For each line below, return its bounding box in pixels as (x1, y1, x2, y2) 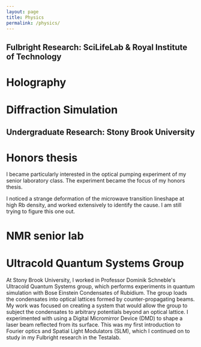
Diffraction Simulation (6, 103, 118, 117)
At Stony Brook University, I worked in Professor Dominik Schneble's (6, 276, 176, 283)
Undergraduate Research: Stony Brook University (6, 127, 195, 137)
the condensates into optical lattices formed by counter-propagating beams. (6, 295, 195, 303)
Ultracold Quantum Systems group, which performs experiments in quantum (6, 283, 195, 290)
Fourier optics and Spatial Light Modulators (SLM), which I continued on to (6, 327, 190, 334)
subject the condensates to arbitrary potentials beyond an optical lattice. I (6, 308, 188, 315)
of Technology (6, 52, 62, 62)
